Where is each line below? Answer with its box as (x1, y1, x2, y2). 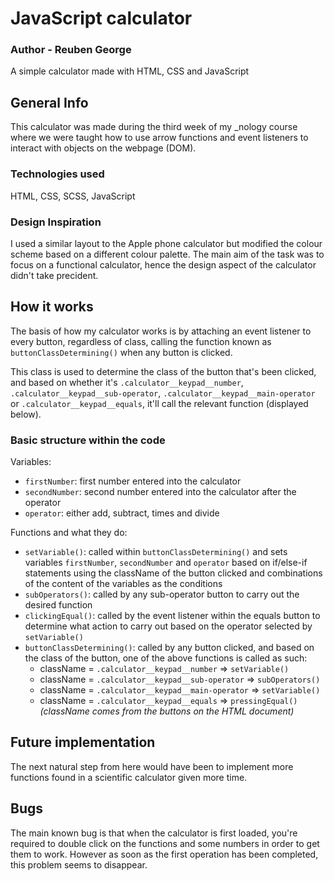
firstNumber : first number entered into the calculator (24, 475, 242, 487)
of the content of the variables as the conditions (24, 578, 223, 589)
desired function (24, 599, 93, 611)
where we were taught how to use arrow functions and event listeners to (10, 132, 309, 144)
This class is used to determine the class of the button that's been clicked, (10, 365, 317, 377)
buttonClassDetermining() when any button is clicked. (10, 346, 233, 358)
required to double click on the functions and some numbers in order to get (10, 837, 320, 849)
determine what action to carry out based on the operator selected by (24, 620, 313, 632)
